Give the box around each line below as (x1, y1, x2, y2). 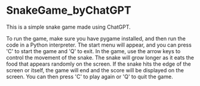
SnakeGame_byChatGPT (6, 4, 131, 17)
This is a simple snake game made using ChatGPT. (6, 23, 131, 30)
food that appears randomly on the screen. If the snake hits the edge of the (6, 60, 191, 67)
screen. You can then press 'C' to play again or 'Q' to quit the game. (6, 73, 173, 80)
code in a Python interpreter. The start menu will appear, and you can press (6, 41, 192, 48)
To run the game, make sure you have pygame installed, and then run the (6, 35, 186, 42)
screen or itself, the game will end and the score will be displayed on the (6, 66, 184, 73)
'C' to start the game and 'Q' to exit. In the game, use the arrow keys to (6, 47, 181, 54)
